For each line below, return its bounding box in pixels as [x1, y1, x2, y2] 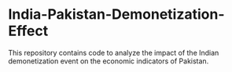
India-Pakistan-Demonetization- [8, 5, 226, 23]
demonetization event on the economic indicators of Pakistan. [8, 56, 209, 66]
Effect [8, 22, 49, 40]
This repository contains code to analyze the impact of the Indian [8, 48, 219, 57]
